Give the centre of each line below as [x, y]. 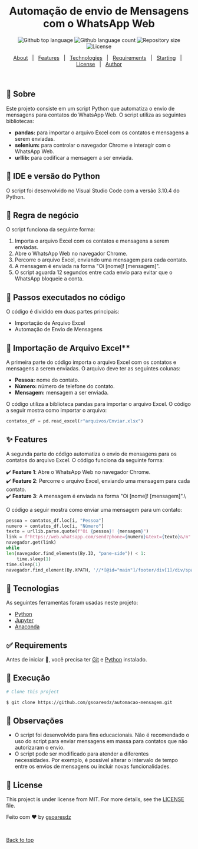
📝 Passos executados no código [66, 297]
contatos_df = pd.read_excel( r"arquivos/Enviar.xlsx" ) [75, 421]
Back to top [20, 840]
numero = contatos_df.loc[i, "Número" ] [55, 526]
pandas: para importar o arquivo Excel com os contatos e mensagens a [102, 133]
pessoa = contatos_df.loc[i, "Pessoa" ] [55, 520]
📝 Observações [35, 721]
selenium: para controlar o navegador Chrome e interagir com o [93, 145]
